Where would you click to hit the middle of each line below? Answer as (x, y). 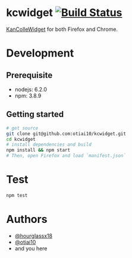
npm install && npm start (38, 150)
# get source (22, 128)
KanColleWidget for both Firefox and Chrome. (62, 29)
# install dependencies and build (49, 145)
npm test (17, 195)
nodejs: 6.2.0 (31, 89)
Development (40, 53)
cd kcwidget (21, 139)
